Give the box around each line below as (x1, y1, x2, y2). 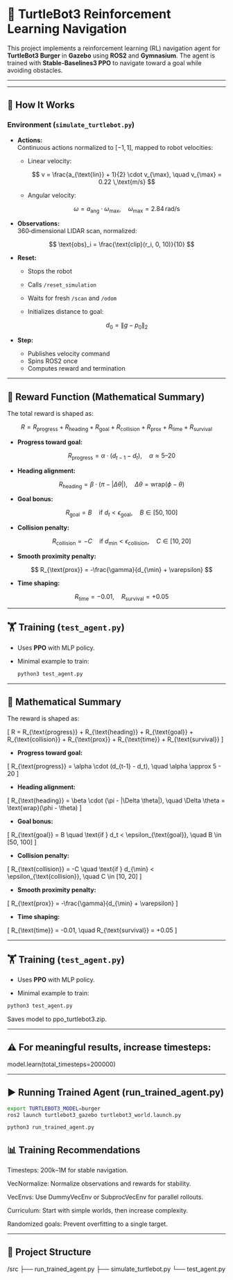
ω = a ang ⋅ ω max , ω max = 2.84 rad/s (74, 204, 180, 214)
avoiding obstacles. (7, 66, 63, 74)
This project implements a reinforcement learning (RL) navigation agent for (7, 44, 221, 52)
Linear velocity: (27, 156, 72, 165)
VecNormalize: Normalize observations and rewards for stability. (7, 1179, 191, 1188)
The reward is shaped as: (7, 714, 80, 723)
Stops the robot (27, 267, 73, 276)
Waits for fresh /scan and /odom (27, 294, 117, 303)
